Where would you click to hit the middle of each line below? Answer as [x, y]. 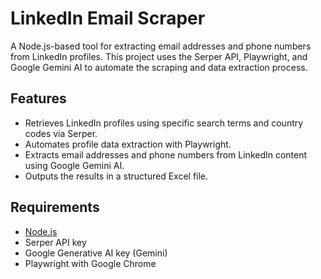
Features [38, 98]
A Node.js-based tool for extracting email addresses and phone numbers [161, 46]
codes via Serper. [61, 133]
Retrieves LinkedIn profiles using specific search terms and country [164, 123]
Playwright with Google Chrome [90, 263]
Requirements [55, 207]
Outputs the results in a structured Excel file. [116, 176]
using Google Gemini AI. [74, 165]
